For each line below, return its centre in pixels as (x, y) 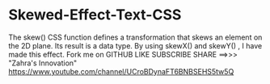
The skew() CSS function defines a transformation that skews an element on (135, 37)
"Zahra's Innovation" (43, 63)
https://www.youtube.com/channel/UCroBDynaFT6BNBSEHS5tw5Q (121, 71)
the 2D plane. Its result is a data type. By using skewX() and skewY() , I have (135, 45)
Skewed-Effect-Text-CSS (95, 15)
